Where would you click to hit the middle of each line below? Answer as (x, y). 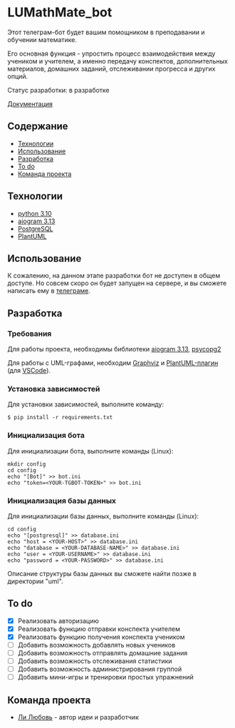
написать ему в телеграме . (49, 291)
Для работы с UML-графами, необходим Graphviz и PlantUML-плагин (113, 363)
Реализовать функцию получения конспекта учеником (101, 637)
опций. (18, 76)
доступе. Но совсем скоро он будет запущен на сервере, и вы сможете (117, 283)
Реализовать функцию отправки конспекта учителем (99, 629)
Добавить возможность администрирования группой (100, 669)
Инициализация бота (46, 436)
